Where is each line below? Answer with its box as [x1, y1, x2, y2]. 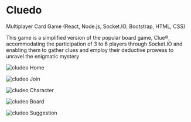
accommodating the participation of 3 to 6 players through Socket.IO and [6, 40, 183, 47]
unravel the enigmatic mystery [6, 53, 80, 60]
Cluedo [6, 4, 42, 17]
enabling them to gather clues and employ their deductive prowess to [6, 46, 174, 53]
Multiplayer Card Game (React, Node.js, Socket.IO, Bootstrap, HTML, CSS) [6, 23, 186, 30]
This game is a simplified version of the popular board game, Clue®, [6, 34, 170, 41]
